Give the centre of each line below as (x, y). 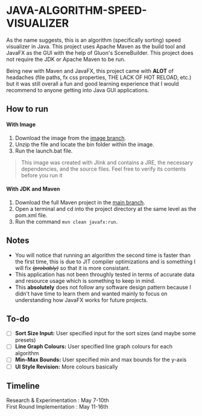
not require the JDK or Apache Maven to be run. (66, 59)
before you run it (42, 175)
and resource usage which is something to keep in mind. (85, 280)
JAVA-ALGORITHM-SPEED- (77, 11)
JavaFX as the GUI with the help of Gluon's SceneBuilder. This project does (100, 52)
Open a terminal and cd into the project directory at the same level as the (106, 209)
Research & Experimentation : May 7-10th (58, 400)
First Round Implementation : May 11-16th (57, 407)
